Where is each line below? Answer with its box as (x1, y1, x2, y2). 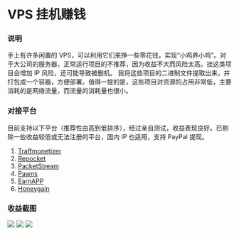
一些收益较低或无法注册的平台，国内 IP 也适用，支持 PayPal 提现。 (13, 132, 208, 141)
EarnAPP (17, 177, 44, 185)
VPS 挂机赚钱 (7, 6, 87, 23)
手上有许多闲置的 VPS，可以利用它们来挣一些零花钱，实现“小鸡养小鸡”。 (7, 51, 221, 60)
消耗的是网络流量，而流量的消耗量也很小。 (7, 87, 132, 95)
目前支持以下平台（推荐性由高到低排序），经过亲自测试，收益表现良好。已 (7, 124, 223, 132)
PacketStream (17, 161, 59, 170)
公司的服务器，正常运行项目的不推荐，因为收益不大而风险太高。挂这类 (19, 60, 225, 68)
